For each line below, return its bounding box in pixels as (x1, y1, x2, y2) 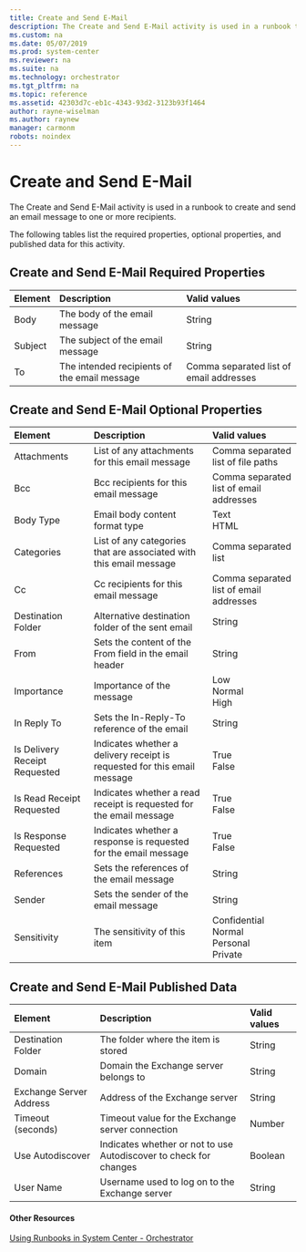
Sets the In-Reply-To (93, 711, 186, 724)
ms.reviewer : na (9, 56, 71, 65)
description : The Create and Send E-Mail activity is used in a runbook (9, 22, 291, 31)
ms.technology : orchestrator (9, 73, 120, 82)
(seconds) (14, 1123, 58, 1136)
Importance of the (93, 679, 171, 692)
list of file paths (212, 456, 279, 469)
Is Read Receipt (14, 792, 81, 805)
